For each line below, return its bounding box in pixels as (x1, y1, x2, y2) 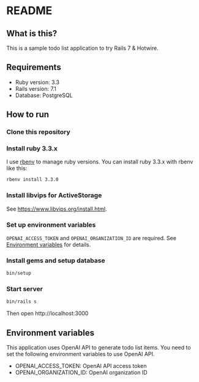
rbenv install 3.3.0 (6, 176, 59, 183)
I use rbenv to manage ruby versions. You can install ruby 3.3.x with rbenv (6, 158, 193, 166)
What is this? (6, 28, 58, 39)
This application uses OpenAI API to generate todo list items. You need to (6, 344, 191, 351)
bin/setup (6, 270, 32, 276)
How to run (6, 109, 50, 120)
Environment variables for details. (6, 241, 91, 248)
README (6, 4, 53, 18)
